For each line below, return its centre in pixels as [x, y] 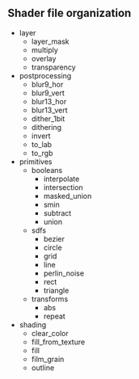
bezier [54, 238]
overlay [44, 58]
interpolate [61, 179]
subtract [57, 213]
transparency [53, 67]
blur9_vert [48, 93]
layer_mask [50, 41]
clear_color [50, 333]
